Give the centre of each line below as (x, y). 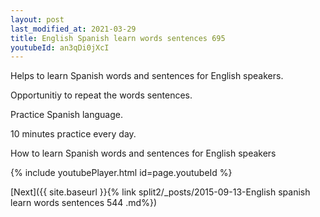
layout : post (37, 19)
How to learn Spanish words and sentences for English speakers (143, 153)
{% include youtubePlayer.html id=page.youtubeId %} (121, 173)
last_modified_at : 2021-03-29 (73, 29)
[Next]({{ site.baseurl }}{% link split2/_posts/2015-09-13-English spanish (160, 192)
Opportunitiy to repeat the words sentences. (101, 95)
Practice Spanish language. (66, 115)
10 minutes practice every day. (73, 134)
